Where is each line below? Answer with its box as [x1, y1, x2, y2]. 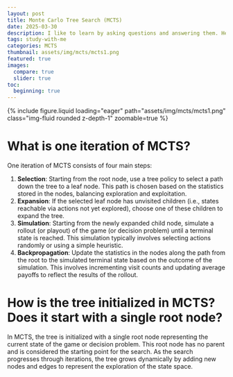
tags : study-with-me [7, 36, 67, 43]
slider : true [13, 74, 51, 82]
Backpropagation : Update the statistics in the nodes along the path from [17, 249, 225, 257]
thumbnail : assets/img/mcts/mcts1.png [7, 49, 119, 56]
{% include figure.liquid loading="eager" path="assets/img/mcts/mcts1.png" [7, 107, 226, 115]
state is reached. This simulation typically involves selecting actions [17, 234, 212, 242]
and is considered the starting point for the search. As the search [7, 348, 193, 355]
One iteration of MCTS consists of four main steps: [7, 161, 153, 170]
